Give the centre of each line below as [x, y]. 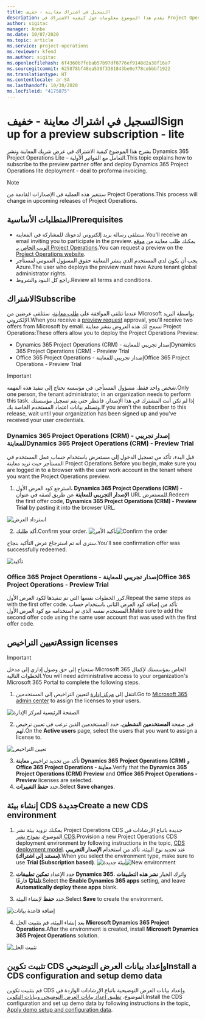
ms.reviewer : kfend [32, 52]
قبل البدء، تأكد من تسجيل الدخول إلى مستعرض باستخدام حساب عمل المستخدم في [101, 457]
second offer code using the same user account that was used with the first [102, 617]
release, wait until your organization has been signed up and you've [92, 414]
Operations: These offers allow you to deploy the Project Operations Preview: [103, 333]
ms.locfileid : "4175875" [38, 91]
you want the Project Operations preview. [59, 476]
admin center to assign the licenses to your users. [78, 700]
